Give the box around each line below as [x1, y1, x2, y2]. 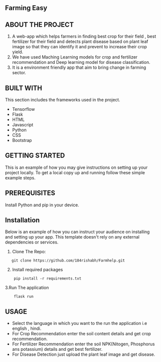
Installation [5, 216, 40, 224]
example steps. [5, 175, 36, 181]
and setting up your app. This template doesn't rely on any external [5, 234, 140, 240]
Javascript [12, 122, 34, 128]
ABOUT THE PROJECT [5, 20, 74, 29]
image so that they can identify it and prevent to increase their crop [12, 44, 147, 50]
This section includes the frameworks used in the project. [5, 97, 121, 103]
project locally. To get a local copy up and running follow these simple [5, 169, 145, 175]
